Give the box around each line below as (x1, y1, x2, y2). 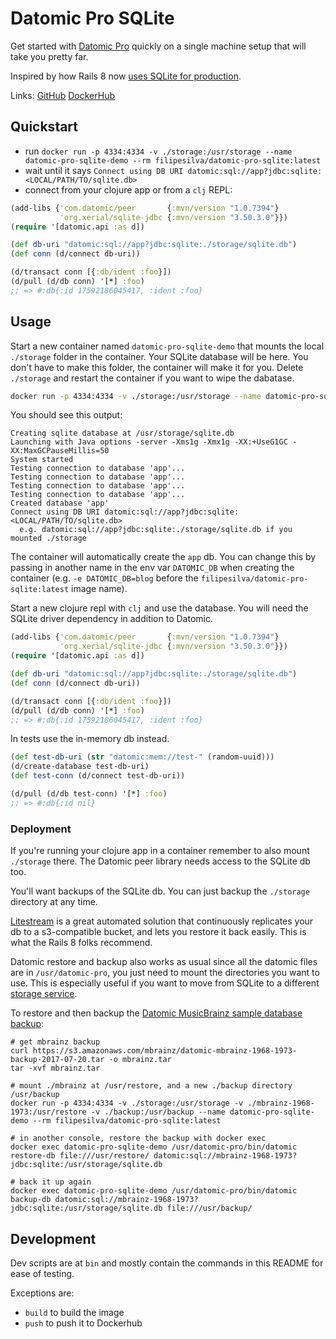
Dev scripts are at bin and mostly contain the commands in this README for (10, 1257, 324, 1269)
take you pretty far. (10, 50, 89, 62)
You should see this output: (10, 409, 123, 421)
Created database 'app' (10, 498, 110, 509)
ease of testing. (10, 1267, 75, 1279)
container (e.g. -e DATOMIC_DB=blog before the (10, 572, 199, 584)
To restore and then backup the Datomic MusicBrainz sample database (10, 1007, 303, 1019)
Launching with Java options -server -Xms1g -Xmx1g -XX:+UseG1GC (10, 437, 288, 447)
